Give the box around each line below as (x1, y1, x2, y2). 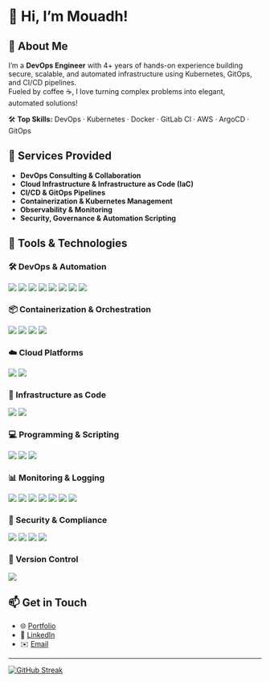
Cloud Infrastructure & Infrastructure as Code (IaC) (19, 179, 194, 188)
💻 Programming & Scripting (8, 429, 120, 441)
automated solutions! (8, 98, 78, 108)
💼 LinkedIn (19, 631, 55, 640)
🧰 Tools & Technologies (8, 236, 128, 250)
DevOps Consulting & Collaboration (19, 170, 141, 180)
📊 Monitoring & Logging (8, 472, 105, 483)
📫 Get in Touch (8, 595, 88, 610)
